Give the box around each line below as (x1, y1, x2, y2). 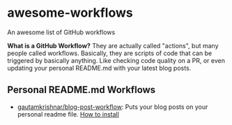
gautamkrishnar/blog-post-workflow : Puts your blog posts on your (17, 103, 208, 111)
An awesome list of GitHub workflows (7, 28, 116, 36)
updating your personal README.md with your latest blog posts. (7, 64, 192, 72)
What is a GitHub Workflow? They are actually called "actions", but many (7, 41, 219, 50)
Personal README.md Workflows (7, 84, 156, 96)
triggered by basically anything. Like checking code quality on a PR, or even (7, 56, 225, 64)
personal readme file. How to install (17, 110, 120, 118)
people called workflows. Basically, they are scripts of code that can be (7, 49, 212, 57)
